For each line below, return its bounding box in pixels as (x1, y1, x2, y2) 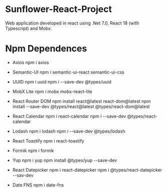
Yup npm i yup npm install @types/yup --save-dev (12, 157, 117, 163)
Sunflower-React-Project (5, 3, 112, 15)
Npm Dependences (5, 43, 87, 54)
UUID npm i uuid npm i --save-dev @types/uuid (12, 78, 111, 84)
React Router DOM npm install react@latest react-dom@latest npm (12, 98, 151, 104)
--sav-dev (12, 172, 34, 178)
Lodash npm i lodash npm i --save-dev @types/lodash (12, 128, 125, 134)
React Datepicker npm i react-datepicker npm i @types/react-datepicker (12, 166, 162, 173)
